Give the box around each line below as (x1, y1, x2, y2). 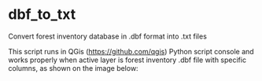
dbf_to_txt (8, 6, 76, 24)
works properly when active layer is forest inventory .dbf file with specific (8, 55, 246, 64)
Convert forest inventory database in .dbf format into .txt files (8, 31, 207, 41)
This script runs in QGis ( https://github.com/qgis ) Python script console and (8, 46, 254, 56)
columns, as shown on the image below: (8, 63, 139, 72)
